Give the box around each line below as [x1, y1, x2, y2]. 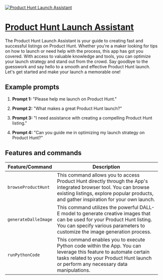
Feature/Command [7, 163, 52, 170]
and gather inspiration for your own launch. [57, 196, 155, 202]
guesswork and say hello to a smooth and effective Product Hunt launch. [5, 63, 150, 69]
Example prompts [5, 83, 60, 91]
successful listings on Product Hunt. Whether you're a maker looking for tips [5, 43, 158, 49]
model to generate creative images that [61, 210, 151, 217]
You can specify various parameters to [57, 222, 146, 229]
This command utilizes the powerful [57, 204, 139, 211]
